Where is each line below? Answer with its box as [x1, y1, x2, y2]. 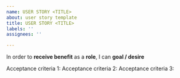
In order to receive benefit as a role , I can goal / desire [6, 53, 144, 60]
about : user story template [6, 15, 78, 21]
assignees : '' [6, 31, 42, 37]
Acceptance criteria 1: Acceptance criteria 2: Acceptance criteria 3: [6, 65, 175, 73]
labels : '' [6, 25, 34, 32]
